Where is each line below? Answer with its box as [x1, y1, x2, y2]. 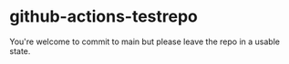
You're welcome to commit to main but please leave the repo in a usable [9, 36, 281, 47]
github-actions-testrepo [9, 6, 198, 27]
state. [9, 45, 31, 56]
